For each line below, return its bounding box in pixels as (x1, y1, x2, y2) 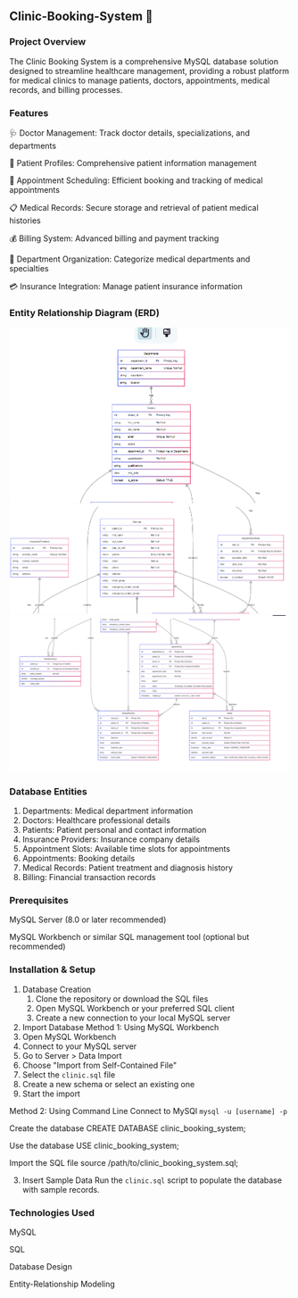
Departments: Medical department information (21, 805, 194, 817)
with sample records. (21, 1184, 100, 1194)
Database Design (9, 1261, 73, 1272)
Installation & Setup (9, 963, 96, 976)
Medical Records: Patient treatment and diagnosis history (21, 862, 234, 873)
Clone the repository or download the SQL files (35, 993, 209, 1004)
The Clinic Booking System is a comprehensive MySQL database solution (9, 55, 279, 67)
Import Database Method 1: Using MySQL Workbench (21, 1021, 219, 1032)
